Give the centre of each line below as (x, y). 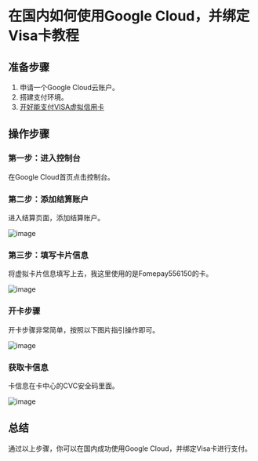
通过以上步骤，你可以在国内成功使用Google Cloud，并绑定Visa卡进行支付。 (130, 448)
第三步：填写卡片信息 (48, 255)
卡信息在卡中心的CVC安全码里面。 (64, 386)
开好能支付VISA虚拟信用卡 (62, 107)
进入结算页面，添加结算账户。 (56, 217)
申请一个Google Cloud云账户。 (69, 87)
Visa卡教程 (44, 36)
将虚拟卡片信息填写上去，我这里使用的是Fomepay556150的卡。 (111, 274)
